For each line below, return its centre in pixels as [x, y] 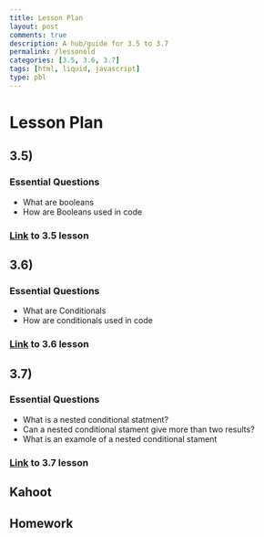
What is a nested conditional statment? [96, 419]
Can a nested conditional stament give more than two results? [138, 429]
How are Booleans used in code [82, 212]
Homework [41, 523]
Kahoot [30, 493]
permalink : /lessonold [52, 52]
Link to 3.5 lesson [49, 236]
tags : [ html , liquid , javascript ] [75, 69]
